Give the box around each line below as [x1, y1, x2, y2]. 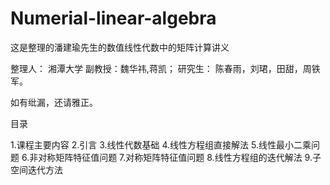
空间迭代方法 [10, 163, 63, 176]
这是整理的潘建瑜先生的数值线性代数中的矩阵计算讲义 [10, 41, 230, 53]
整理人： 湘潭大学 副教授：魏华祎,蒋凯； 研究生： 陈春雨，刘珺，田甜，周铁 [10, 62, 321, 74]
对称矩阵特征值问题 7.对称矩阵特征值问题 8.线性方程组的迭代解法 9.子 [38, 151, 322, 163]
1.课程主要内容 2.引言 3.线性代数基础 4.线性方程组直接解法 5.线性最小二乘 [10, 138, 312, 151]
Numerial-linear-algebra [10, 7, 217, 30]
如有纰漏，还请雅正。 [10, 96, 98, 108]
